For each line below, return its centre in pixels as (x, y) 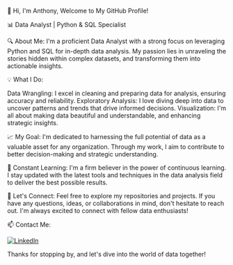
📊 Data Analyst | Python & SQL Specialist (67, 25)
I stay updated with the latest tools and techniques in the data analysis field (115, 175)
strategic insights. (33, 123)
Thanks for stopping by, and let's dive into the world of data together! (107, 254)
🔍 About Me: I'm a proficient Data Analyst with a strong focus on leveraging (116, 41)
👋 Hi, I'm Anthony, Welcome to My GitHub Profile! (78, 11)
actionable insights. (35, 66)
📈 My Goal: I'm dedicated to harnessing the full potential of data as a (107, 137)
